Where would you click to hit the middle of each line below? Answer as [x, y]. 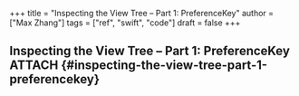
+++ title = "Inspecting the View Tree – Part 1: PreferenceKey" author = [142, 13]
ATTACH [34, 66]
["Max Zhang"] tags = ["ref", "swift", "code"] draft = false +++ [125, 23]
